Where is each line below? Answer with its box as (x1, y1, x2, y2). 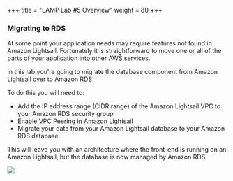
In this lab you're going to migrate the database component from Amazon (7, 68, 218, 76)
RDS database (17, 132, 59, 140)
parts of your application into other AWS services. (7, 54, 151, 62)
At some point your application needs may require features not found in (7, 39, 213, 48)
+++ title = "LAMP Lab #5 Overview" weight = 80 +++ (7, 6, 163, 14)
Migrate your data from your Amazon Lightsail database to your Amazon (17, 124, 225, 133)
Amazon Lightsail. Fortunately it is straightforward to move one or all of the (7, 47, 222, 55)
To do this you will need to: (7, 89, 85, 97)
